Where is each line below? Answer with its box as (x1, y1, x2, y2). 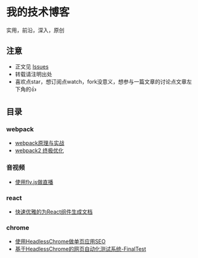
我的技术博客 (6, 5, 70, 19)
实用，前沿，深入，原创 (6, 26, 64, 34)
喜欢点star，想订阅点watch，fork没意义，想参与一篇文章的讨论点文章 (14, 78, 187, 85)
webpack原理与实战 (14, 140, 64, 147)
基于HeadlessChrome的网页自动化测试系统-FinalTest (14, 245, 146, 253)
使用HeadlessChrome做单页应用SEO (14, 238, 106, 245)
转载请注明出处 (14, 70, 52, 78)
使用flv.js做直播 (14, 178, 54, 185)
